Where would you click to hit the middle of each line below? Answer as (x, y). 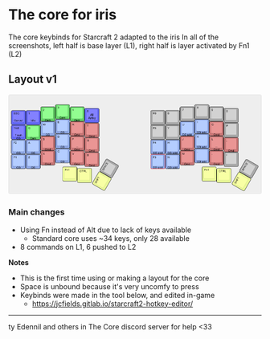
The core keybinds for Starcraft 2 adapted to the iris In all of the (114, 37)
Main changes (37, 212)
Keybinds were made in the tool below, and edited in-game (117, 295)
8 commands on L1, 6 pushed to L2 (78, 247)
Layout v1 (33, 79)
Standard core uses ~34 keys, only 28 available (111, 238)
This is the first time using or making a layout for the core (115, 278)
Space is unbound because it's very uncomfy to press (109, 286)
